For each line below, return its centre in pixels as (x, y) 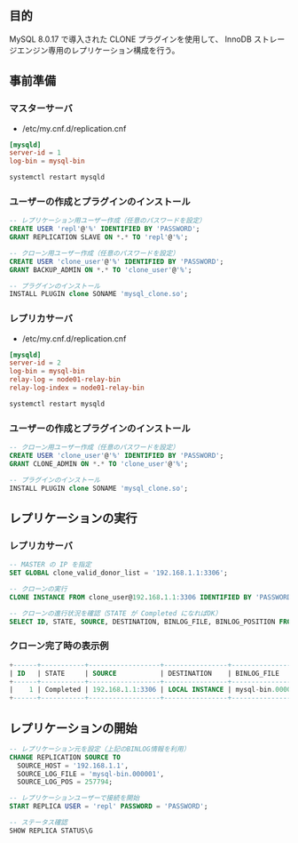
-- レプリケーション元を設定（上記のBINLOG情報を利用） (100, 749)
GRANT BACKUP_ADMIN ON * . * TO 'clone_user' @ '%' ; (101, 269)
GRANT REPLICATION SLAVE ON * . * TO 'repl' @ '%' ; (99, 237)
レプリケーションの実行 (73, 518)
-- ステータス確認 (39, 823)
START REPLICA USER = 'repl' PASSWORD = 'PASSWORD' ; (109, 807)
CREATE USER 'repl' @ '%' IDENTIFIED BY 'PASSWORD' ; (105, 229)
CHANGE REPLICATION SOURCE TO (65, 757)
